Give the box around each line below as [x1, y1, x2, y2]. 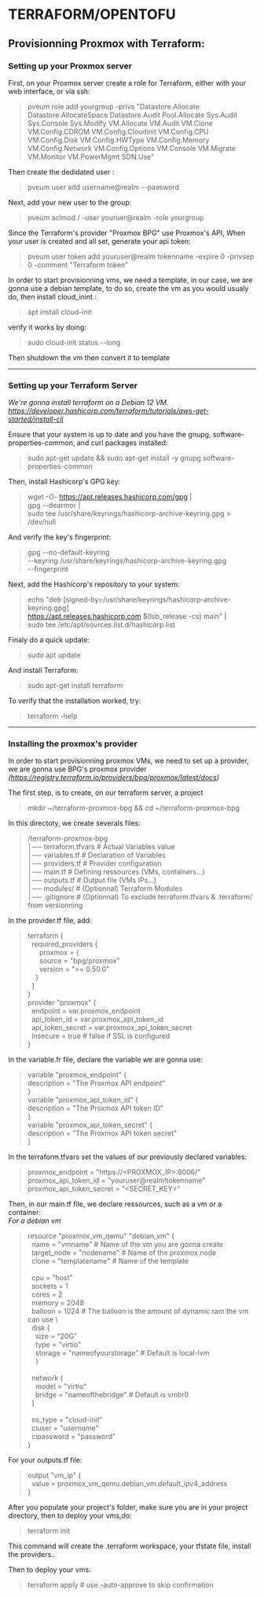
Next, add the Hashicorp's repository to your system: [8, 580, 180, 589]
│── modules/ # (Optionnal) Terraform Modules [27, 884, 183, 893]
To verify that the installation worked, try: [8, 696, 141, 705]
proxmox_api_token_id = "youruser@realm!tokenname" [27, 1176, 206, 1185]
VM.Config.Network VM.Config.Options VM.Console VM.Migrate [27, 143, 236, 153]
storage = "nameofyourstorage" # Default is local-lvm [35, 1349, 210, 1358]
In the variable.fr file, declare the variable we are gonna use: [8, 1055, 203, 1065]
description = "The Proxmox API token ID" [27, 1103, 163, 1113]
